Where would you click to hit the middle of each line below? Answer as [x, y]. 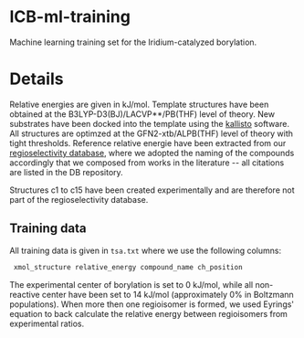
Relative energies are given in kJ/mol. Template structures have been [139, 104]
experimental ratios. [47, 323]
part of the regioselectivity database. [79, 199]
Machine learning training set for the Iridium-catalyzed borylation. [133, 42]
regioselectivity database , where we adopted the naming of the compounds [152, 153]
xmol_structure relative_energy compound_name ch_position [128, 267]
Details [37, 79]
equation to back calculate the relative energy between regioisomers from [148, 313]
